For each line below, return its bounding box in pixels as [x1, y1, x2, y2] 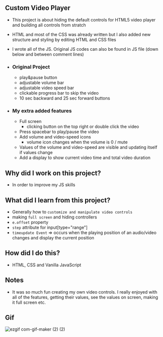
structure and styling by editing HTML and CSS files [12, 37, 116, 42]
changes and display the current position [12, 235, 94, 241]
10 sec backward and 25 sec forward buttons [19, 95, 110, 101]
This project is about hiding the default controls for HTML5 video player [12, 17, 156, 22]
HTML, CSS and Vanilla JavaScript [12, 262, 81, 268]
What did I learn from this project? [5, 196, 110, 204]
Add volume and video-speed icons [19, 134, 91, 140]
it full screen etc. [12, 299, 46, 305]
